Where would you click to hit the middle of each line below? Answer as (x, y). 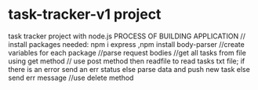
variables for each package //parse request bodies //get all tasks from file (127, 52)
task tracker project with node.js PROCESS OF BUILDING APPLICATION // (127, 36)
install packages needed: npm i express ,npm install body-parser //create (126, 44)
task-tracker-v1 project (85, 14)
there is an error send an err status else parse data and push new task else (129, 69)
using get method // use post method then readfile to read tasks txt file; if (127, 61)
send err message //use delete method (71, 77)
